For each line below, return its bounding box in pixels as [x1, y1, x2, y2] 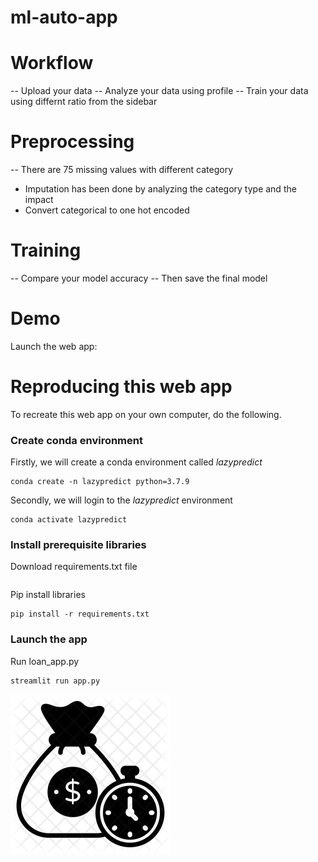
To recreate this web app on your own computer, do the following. [10, 408, 282, 420]
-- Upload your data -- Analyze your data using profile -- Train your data [10, 85, 309, 97]
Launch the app [10, 632, 88, 646]
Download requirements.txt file [10, 561, 138, 573]
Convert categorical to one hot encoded [24, 204, 190, 216]
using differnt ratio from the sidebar [10, 96, 158, 108]
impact [24, 194, 54, 206]
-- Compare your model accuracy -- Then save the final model [10, 272, 268, 284]
